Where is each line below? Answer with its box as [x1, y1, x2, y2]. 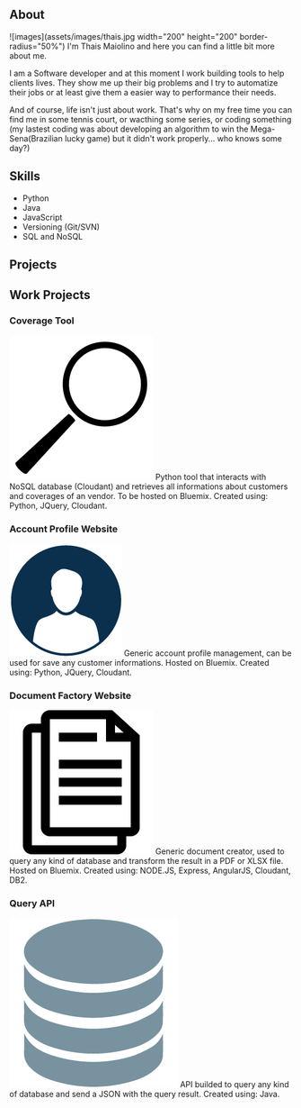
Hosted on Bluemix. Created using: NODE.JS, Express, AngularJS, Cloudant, [9, 865, 291, 876]
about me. [9, 50, 48, 61]
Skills [9, 168, 40, 184]
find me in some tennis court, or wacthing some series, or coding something [9, 114, 292, 124]
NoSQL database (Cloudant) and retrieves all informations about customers [9, 481, 288, 492]
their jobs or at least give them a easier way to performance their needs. [9, 86, 277, 97]
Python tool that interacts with [155, 471, 267, 482]
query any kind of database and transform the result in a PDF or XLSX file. [9, 856, 284, 867]
